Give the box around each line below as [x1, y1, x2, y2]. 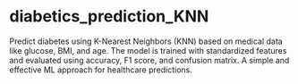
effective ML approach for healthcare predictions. [9, 64, 192, 75]
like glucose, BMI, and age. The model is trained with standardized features [9, 45, 287, 55]
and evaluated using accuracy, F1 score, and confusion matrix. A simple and [9, 55, 290, 65]
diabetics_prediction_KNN [9, 6, 209, 27]
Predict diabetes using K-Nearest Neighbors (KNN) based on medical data [9, 36, 284, 46]
